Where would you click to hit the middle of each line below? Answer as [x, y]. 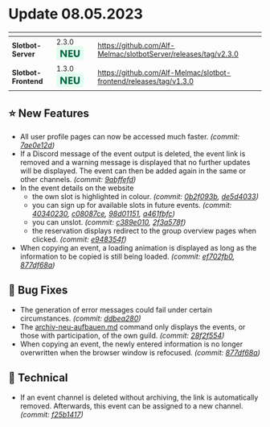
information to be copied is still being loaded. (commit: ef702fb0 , [127, 257]
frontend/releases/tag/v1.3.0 [146, 81]
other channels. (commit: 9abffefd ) [78, 180]
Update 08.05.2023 [76, 14]
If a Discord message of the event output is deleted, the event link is [133, 154]
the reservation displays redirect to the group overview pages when [144, 231]
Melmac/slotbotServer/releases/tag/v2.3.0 [168, 54]
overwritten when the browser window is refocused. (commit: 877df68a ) [140, 352]
